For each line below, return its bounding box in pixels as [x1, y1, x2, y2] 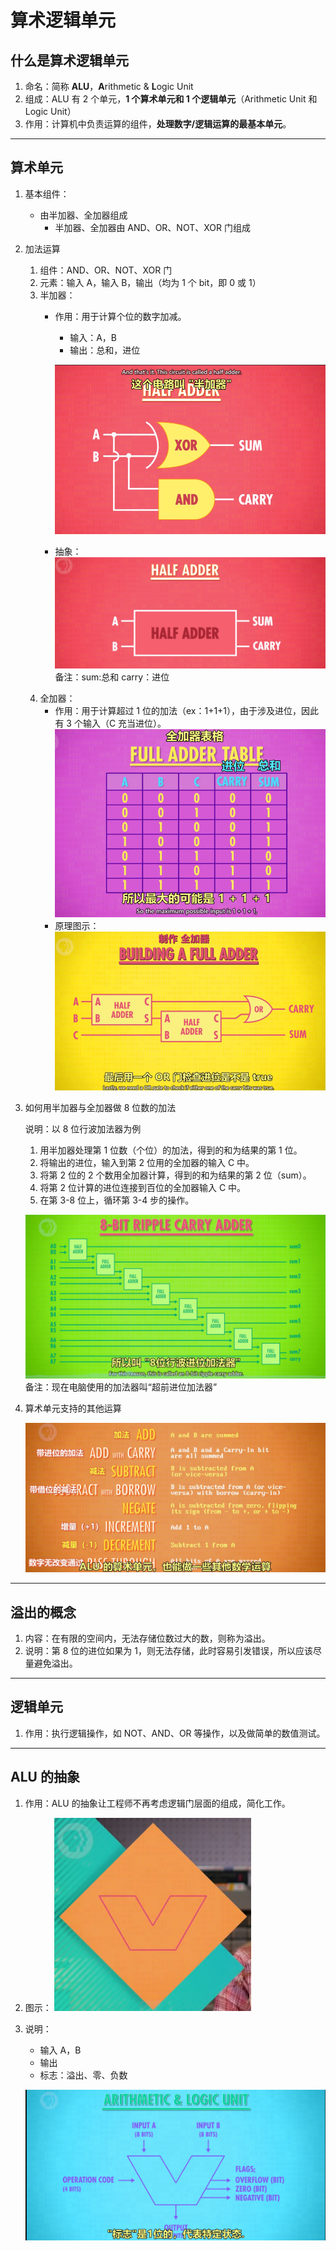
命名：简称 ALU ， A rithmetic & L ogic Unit [24, 81, 194, 92]
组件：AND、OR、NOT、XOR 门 [39, 264, 173, 276]
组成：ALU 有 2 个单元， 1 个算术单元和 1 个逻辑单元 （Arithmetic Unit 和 [24, 93, 318, 105]
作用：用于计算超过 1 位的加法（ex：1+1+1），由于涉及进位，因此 [54, 705, 320, 717]
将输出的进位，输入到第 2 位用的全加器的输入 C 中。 [39, 1156, 255, 1168]
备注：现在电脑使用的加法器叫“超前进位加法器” [24, 1381, 218, 1393]
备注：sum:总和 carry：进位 [54, 671, 170, 683]
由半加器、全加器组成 [39, 209, 128, 221]
